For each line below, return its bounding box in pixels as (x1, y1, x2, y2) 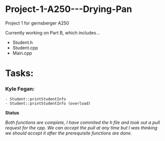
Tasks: (5, 67, 34, 79)
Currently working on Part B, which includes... (5, 29, 100, 35)
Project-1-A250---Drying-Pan (5, 3, 132, 15)
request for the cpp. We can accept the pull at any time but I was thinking (5, 125, 158, 131)
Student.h (12, 39, 33, 45)
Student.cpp (12, 44, 39, 50)
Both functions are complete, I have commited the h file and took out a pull (5, 119, 160, 125)
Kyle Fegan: (5, 85, 35, 92)
